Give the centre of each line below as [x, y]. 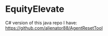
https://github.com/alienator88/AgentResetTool [54, 28]
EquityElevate [35, 9]
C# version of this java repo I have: [41, 23]
